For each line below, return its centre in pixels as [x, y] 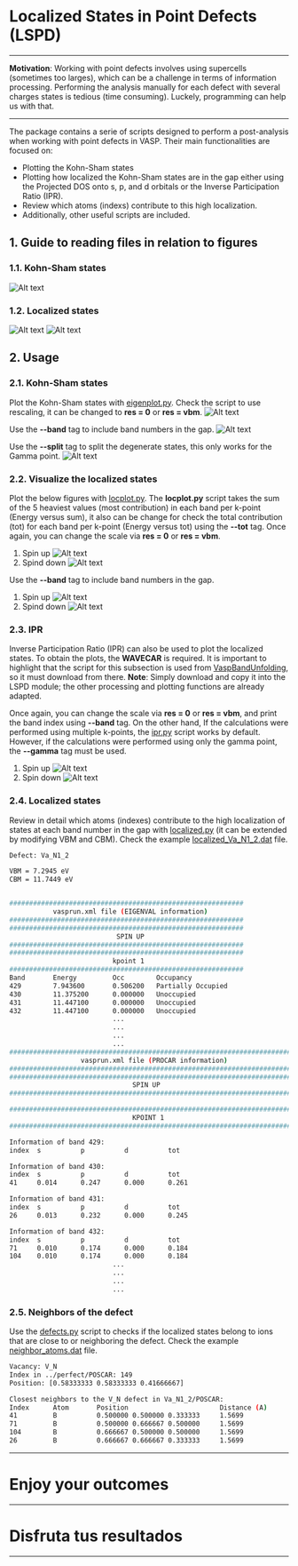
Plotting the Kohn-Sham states [78, 167]
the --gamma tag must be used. [68, 751]
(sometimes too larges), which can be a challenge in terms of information [143, 77]
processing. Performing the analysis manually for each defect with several [145, 87]
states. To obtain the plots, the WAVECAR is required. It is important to [138, 659]
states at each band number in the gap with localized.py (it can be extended [148, 829]
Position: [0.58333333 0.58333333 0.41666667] [97, 1383]
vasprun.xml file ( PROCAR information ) [154, 1060]
